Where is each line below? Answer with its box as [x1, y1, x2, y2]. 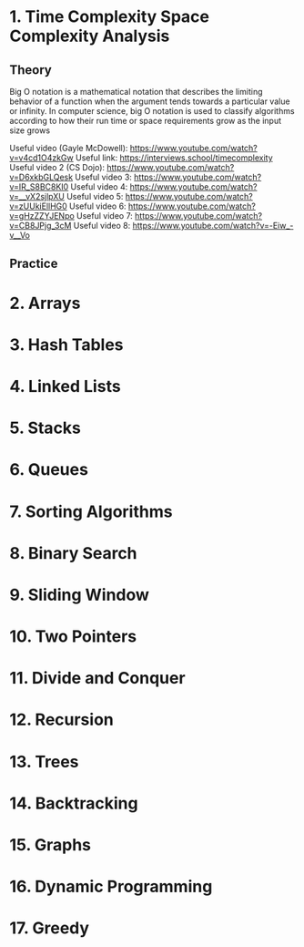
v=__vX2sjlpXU [9, 191, 66, 201]
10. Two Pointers [9, 626, 137, 647]
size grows [9, 125, 51, 136]
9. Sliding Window [9, 584, 150, 605]
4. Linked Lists [9, 376, 121, 396]
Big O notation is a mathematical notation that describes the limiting [9, 87, 263, 97]
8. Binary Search [9, 542, 138, 563]
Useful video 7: [76, 211, 134, 221]
